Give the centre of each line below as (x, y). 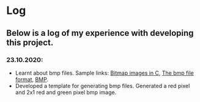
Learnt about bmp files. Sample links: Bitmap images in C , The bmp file (104, 73)
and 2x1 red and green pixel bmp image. (66, 92)
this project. (30, 42)
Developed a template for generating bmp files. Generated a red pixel (102, 86)
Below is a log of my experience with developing (100, 33)
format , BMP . (32, 79)
